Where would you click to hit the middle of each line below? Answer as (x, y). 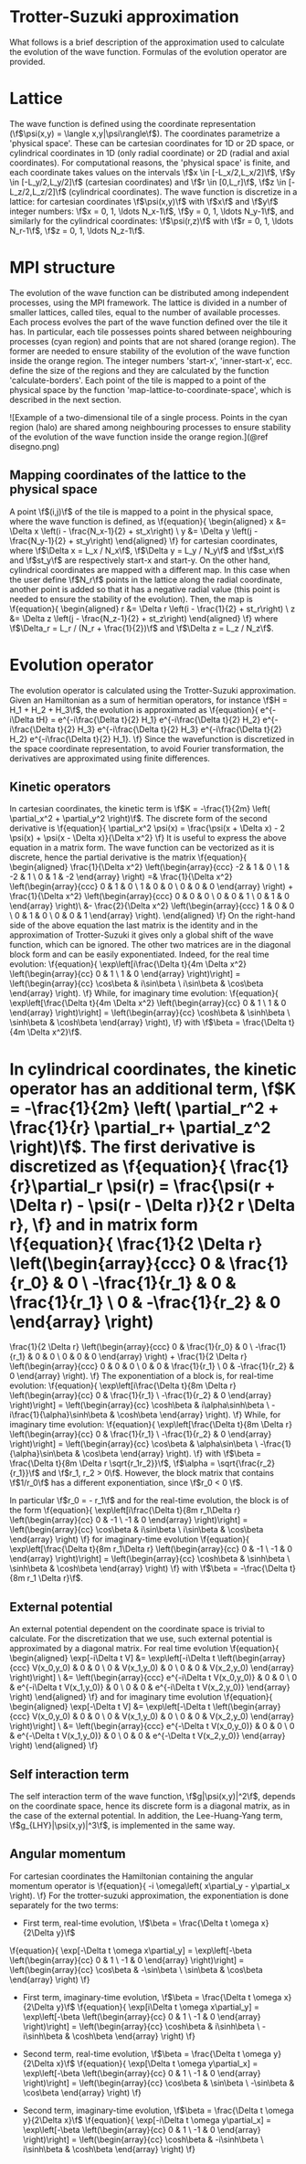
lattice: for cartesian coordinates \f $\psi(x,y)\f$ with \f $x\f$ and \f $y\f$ (144, 201)
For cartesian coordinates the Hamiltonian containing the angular (132, 1876)
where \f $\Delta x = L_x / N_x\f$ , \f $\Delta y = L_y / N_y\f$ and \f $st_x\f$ (147, 550)
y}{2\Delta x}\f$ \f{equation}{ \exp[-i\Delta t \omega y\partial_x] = (147, 2120)
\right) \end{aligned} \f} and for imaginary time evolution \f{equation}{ (141, 1697)
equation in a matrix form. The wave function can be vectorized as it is (142, 848)
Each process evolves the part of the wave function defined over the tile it (148, 322)
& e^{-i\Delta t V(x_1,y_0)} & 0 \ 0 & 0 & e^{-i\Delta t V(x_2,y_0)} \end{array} (150, 1687)
